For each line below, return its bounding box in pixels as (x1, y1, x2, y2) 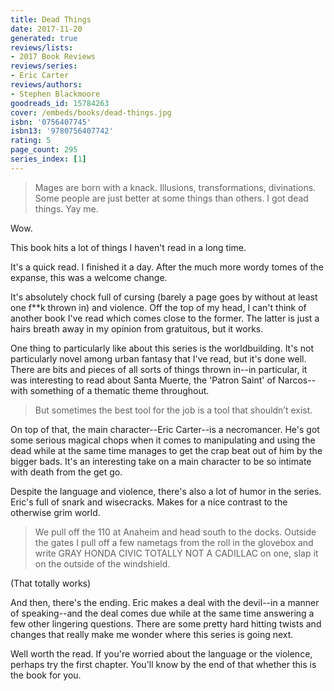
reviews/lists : (10, 42, 74, 53)
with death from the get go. (10, 466, 123, 478)
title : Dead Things (10, 14, 92, 25)
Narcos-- (278, 374, 317, 386)
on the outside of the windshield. (34, 557, 171, 570)
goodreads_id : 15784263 (10, 98, 110, 108)
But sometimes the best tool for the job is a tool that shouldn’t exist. (34, 404, 313, 416)
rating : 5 (10, 136, 52, 146)
